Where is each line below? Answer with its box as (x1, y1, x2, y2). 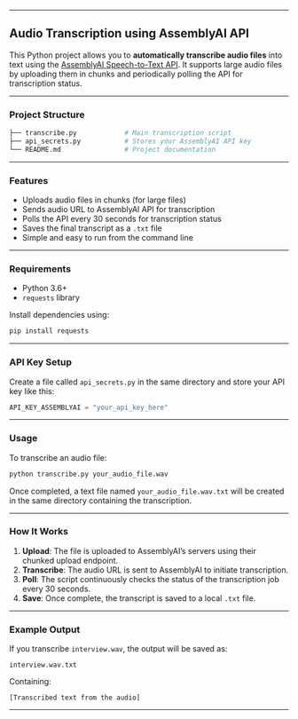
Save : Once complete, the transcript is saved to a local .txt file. (21, 592, 256, 604)
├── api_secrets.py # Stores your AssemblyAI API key (9, 137, 252, 146)
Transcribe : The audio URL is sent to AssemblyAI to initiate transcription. (21, 565, 289, 575)
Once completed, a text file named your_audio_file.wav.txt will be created (9, 486, 285, 496)
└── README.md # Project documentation (9, 145, 216, 154)
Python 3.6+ (21, 283, 68, 294)
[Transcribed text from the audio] (9, 693, 141, 702)
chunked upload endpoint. (21, 555, 119, 565)
